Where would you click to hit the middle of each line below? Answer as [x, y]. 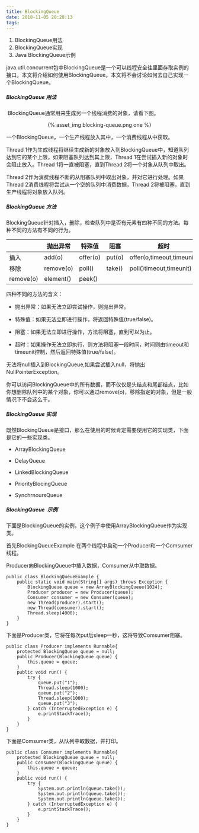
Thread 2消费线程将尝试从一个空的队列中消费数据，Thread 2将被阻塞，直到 [98, 185]
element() [58, 279]
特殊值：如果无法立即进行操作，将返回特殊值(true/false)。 [86, 319]
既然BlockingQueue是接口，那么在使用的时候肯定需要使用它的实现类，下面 [97, 430]
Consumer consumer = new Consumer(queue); [81, 598]
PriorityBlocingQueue [41, 484]
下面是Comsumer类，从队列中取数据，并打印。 [64, 741]
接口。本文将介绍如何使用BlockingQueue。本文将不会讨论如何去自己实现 [95, 75]
